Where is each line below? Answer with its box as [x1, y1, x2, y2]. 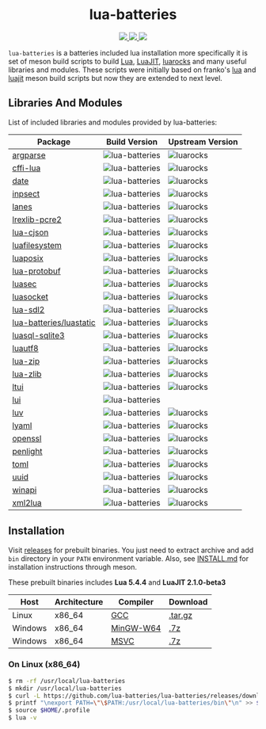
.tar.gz [169, 609, 192, 620]
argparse [12, 149, 46, 160]
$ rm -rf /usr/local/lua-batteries [8, 677, 126, 685]
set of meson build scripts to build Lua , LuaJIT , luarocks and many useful [8, 56, 247, 66]
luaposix [12, 252, 44, 263]
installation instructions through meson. [8, 562, 137, 571]
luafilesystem [12, 239, 62, 250]
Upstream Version [168, 136, 238, 147]
